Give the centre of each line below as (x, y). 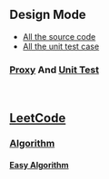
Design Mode (48, 15)
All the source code (59, 36)
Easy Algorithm (40, 165)
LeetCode (38, 118)
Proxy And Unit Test (54, 70)
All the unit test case (61, 46)
